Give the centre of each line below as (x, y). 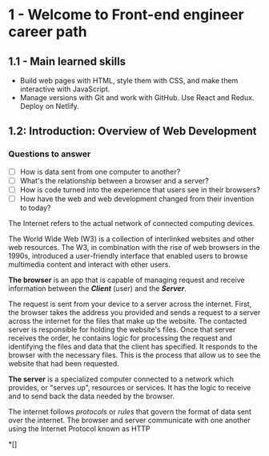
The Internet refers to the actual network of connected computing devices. (132, 223)
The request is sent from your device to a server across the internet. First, (130, 304)
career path (48, 32)
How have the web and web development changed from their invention (137, 199)
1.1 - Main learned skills (67, 61)
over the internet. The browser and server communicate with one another (129, 420)
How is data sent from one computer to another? (100, 172)
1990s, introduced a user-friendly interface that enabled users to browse (128, 256)
